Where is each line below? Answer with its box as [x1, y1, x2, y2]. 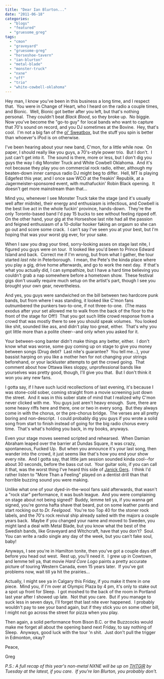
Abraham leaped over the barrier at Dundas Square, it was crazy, [5, 440, 136, 446]
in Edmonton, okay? [5, 634, 45, 640]
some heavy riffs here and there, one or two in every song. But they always [5, 405, 158, 411]
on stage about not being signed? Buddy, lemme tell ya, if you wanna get [5, 497, 153, 503]
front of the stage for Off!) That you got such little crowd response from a [5, 313, 154, 319]
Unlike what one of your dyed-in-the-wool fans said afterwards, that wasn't [5, 486, 158, 492]
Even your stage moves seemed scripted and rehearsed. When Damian [5, 435, 150, 441]
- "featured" [9, 25, 36, 30]
